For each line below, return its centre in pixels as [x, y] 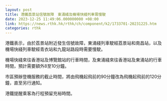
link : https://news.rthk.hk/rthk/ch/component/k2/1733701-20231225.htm [81, 24]
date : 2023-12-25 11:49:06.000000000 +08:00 [52, 19]
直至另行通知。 [29, 83]
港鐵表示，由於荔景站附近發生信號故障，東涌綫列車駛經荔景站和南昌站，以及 [83, 43]
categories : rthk [23, 28]
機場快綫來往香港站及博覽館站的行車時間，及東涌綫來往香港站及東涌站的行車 [83, 60]
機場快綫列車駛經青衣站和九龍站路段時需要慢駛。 [55, 49]
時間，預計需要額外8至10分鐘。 [37, 66]
